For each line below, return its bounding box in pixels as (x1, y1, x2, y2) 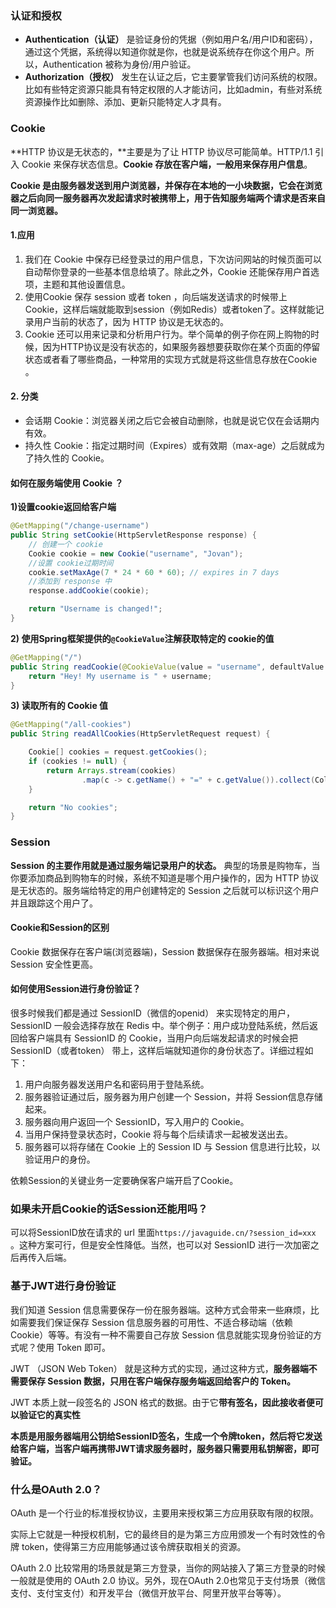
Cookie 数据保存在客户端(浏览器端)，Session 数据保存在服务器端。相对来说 (10, 945, 320, 957)
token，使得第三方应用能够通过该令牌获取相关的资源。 (21, 1540, 247, 1552)
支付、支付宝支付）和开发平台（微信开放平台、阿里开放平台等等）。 (10, 1587, 287, 1599)
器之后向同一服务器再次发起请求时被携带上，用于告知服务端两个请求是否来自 (10, 192, 326, 204)
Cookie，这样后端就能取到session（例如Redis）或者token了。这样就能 (24, 303, 316, 315)
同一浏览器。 (10, 204, 63, 216)
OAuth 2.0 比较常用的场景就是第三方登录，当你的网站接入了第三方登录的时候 (10, 1562, 326, 1574)
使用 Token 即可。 (36, 1341, 112, 1353)
